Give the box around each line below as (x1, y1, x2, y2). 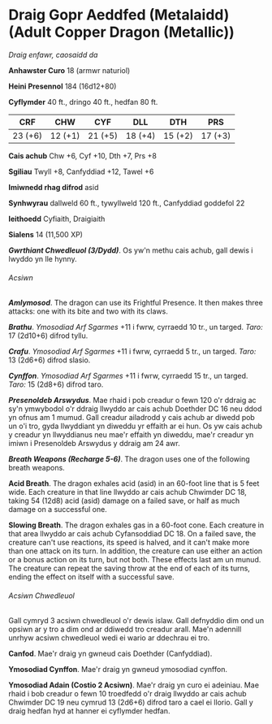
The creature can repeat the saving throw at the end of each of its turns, (8, 563, 250, 574)
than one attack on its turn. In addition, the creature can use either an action (8, 546, 263, 556)
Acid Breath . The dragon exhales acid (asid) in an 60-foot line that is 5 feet (8, 479, 260, 488)
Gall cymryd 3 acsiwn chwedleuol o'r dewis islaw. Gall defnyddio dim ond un (8, 616, 265, 626)
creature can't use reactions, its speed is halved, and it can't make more (8, 538, 250, 548)
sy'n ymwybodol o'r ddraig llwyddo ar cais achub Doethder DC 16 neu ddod (8, 404, 262, 414)
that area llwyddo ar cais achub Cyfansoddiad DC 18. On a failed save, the (8, 529, 257, 539)
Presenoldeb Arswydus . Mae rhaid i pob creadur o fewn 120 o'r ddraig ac (8, 396, 257, 405)
